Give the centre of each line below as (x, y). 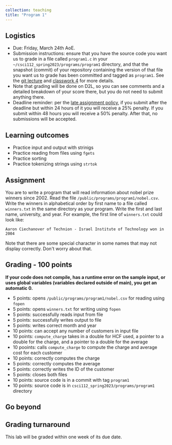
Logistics (20, 36)
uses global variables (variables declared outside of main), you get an (81, 283)
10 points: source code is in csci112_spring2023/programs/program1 (84, 385)
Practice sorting (30, 159)
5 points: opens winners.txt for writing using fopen (66, 309)
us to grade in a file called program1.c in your (60, 59)
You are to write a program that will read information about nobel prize (80, 192)
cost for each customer (37, 353)
